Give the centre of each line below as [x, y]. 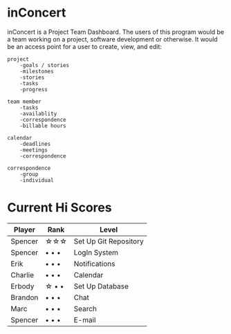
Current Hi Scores [59, 208]
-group [29, 174]
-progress [34, 89]
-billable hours [43, 126]
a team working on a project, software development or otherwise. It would [112, 39]
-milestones [37, 71]
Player [25, 230]
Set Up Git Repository [109, 241]
